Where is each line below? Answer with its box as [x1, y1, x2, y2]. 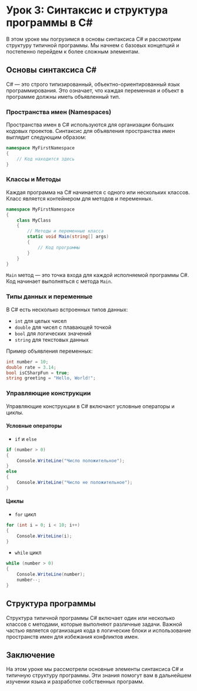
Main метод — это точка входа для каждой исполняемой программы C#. [6, 272, 189, 279]
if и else [14, 435, 37, 442]
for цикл [14, 510, 36, 518]
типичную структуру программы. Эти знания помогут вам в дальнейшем [6, 672, 192, 679]
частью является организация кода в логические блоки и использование [6, 627, 191, 634]
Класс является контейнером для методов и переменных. [6, 195, 153, 202]
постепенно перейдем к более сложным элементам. [6, 48, 140, 55]
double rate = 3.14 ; [6, 364, 57, 370]
